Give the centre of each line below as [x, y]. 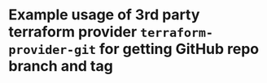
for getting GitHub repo [179, 49]
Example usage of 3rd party [104, 15]
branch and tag [61, 66]
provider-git [52, 50]
